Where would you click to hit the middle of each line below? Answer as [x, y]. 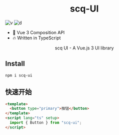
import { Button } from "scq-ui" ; [46, 123]
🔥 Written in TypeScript [37, 38]
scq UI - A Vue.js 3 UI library [84, 48]
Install [15, 64]
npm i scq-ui [19, 75]
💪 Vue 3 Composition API [39, 32]
